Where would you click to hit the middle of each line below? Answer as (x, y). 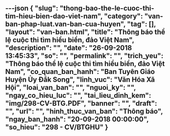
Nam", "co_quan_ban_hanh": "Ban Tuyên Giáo (80, 72)
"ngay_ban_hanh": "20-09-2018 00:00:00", (77, 120)
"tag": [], (141, 24)
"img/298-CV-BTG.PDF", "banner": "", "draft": (81, 104)
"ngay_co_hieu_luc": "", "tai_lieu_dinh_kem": (78, 96)
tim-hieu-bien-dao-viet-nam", (54, 16)
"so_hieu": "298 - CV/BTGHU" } (57, 127)
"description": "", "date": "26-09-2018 (69, 48)
